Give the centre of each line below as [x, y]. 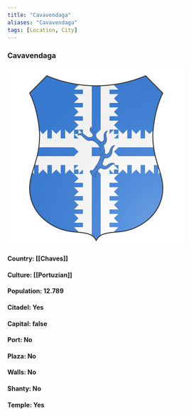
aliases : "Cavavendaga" [43, 22]
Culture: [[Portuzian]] [40, 275]
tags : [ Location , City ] [43, 30]
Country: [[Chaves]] [38, 258]
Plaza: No [22, 356]
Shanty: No [24, 389]
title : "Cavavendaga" [39, 15]
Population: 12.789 [36, 291]
